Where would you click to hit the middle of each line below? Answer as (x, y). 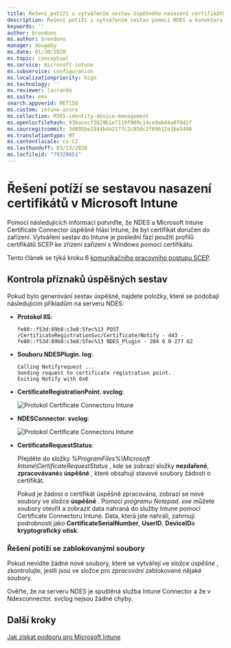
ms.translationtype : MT (41, 135)
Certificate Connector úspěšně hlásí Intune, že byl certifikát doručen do (109, 230)
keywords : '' (26, 26)
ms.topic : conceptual (38, 59)
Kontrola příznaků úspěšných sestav (87, 280)
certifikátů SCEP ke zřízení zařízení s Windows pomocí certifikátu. (100, 244)
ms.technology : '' (33, 84)
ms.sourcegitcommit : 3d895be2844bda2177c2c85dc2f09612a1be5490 (100, 129)
